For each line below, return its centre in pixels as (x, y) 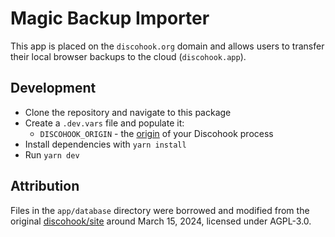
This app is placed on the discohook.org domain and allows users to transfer (167, 46)
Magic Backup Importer (110, 18)
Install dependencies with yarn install (105, 144)
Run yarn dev (52, 154)
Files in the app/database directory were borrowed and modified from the (160, 210)
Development (53, 88)
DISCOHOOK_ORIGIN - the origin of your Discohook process (156, 133)
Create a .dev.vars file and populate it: (104, 123)
